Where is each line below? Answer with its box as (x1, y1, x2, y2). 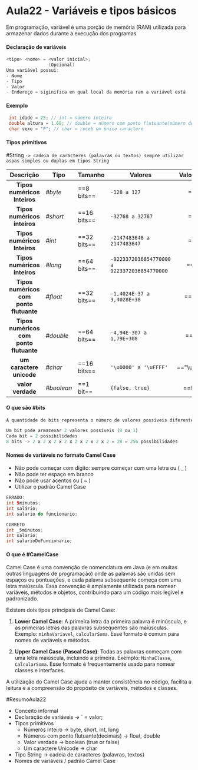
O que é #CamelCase (6, 550, 59, 557)
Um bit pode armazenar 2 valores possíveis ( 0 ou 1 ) (6, 428, 138, 434)
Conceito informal (14, 708, 58, 715)
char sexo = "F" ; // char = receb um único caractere (8, 126, 144, 132)
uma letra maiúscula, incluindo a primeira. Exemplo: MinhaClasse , (14, 655, 172, 662)
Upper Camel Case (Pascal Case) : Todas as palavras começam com (14, 648, 182, 655)
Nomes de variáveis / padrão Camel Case (14, 758, 116, 765)
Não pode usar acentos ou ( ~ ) (14, 477, 91, 484)
